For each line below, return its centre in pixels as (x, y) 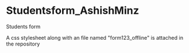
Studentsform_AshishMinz (73, 11)
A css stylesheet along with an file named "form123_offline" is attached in (94, 37)
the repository (23, 44)
